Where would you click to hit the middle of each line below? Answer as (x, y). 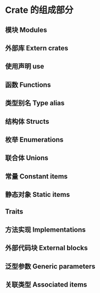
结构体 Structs (27, 121)
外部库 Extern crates (37, 48)
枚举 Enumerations (34, 139)
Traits (14, 212)
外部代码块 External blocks (46, 248)
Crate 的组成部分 (39, 10)
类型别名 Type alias (35, 103)
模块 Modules (26, 30)
